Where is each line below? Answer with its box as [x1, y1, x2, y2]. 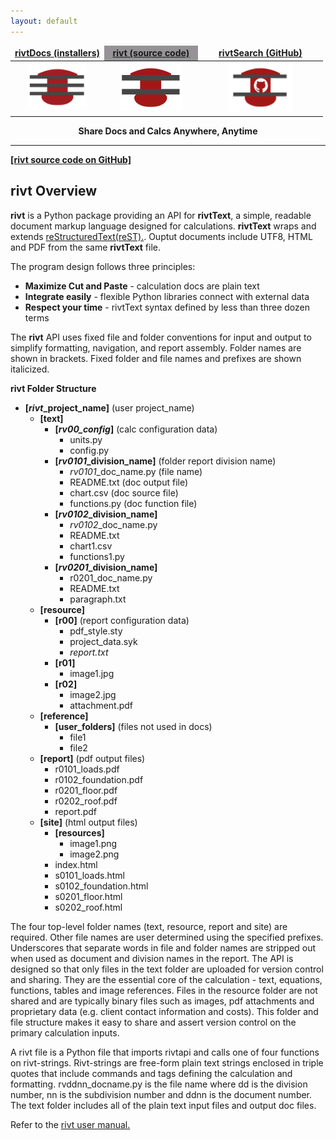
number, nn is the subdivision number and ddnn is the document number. [10, 1088, 313, 1100]
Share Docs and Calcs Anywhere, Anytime [78, 125, 258, 137]
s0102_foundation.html [54, 880, 149, 892]
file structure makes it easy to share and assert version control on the [10, 1016, 297, 1028]
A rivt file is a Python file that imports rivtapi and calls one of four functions [10, 1046, 320, 1058]
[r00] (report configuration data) [54, 614, 190, 626]
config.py [69, 444, 110, 456]
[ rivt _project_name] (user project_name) [24, 401, 195, 414]
